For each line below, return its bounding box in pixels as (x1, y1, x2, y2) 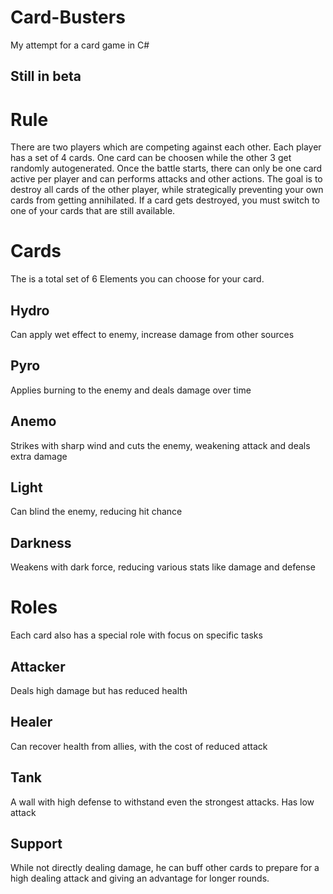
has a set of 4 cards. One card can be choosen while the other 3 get (10, 152, 292, 164)
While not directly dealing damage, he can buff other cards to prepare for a (10, 862, 320, 874)
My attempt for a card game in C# (10, 39, 150, 51)
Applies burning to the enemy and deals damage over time (10, 384, 252, 396)
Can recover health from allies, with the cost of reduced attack (10, 740, 268, 752)
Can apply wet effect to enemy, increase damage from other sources (10, 329, 295, 341)
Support (10, 836, 63, 853)
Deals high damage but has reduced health (10, 685, 188, 697)
